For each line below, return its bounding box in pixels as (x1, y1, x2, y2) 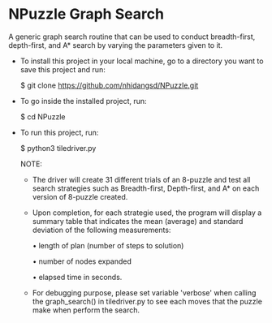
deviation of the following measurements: (32, 225, 171, 235)
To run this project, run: (19, 127, 99, 137)
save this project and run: (19, 64, 106, 74)
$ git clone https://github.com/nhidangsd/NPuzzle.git (19, 80, 199, 90)
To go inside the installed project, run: (19, 96, 148, 106)
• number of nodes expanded (32, 256, 132, 266)
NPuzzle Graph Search (8, 5, 165, 24)
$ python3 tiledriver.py (19, 143, 97, 153)
